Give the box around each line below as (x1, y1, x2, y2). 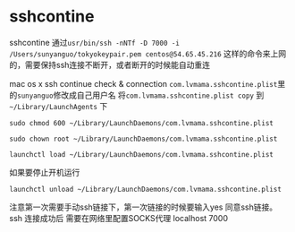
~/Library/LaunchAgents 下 (9, 100, 108, 111)
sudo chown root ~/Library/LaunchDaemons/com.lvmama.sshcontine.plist (9, 134, 278, 143)
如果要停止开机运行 (9, 167, 80, 177)
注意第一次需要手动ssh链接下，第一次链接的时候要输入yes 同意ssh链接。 (9, 202, 278, 212)
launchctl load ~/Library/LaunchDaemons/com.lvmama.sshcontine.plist (9, 150, 274, 159)
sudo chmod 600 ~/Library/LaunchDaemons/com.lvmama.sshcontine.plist (9, 118, 274, 127)
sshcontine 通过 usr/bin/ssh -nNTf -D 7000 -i (9, 37, 181, 47)
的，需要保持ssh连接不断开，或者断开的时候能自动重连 (9, 59, 211, 70)
